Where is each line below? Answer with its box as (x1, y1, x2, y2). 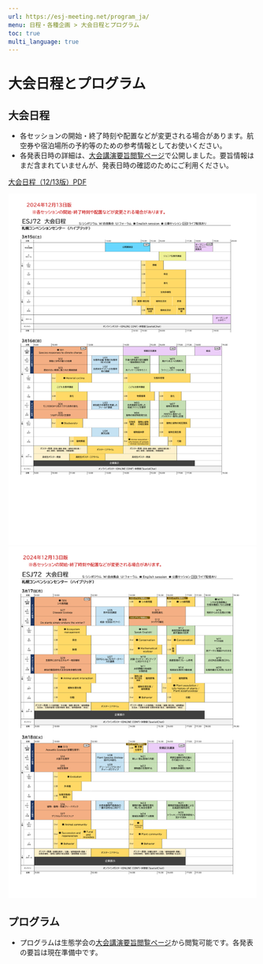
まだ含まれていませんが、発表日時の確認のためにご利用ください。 (19, 161, 234, 170)
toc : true (8, 29, 41, 37)
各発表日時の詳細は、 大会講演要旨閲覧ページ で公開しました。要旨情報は (19, 150, 254, 161)
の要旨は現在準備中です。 (19, 947, 102, 957)
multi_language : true (8, 38, 80, 46)
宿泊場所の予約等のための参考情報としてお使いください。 (40, 141, 227, 150)
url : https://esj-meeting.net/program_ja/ (8, 13, 150, 20)
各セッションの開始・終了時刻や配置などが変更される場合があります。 (19, 131, 247, 141)
